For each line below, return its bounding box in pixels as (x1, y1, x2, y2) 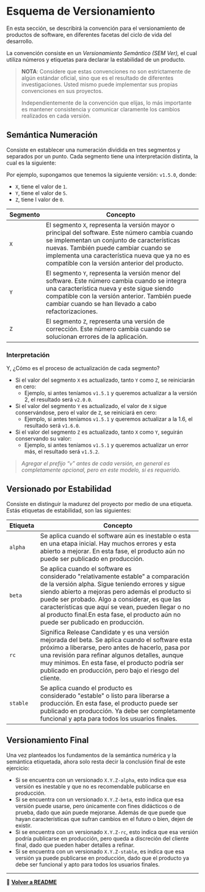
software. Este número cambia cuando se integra (45, 277, 187, 285)
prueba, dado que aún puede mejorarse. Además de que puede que (15, 809, 187, 816)
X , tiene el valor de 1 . (15, 182, 68, 190)
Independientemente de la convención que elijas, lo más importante (21, 99, 192, 106)
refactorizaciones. (45, 307, 98, 316)
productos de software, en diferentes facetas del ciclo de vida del (6, 31, 172, 38)
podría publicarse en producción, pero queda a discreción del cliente (15, 834, 189, 842)
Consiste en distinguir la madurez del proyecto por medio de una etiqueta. (6, 500, 193, 507)
